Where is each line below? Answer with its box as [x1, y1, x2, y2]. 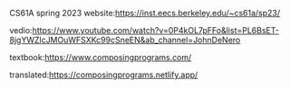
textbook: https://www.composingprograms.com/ [9, 52, 192, 62]
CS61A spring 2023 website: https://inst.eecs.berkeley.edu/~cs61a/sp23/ [9, 8, 281, 18]
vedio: [9, 25, 34, 35]
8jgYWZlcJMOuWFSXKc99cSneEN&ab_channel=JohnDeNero [9, 35, 241, 45]
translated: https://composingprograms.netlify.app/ [9, 69, 198, 80]
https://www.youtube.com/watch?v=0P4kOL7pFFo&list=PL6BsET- [32, 25, 279, 35]
